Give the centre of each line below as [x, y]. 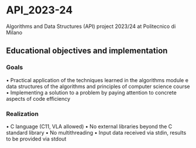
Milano [14, 32]
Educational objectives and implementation [87, 51]
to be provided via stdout [36, 139]
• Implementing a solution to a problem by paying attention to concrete [91, 92]
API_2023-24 [39, 10]
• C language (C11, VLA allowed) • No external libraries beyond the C [89, 126]
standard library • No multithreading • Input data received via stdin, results [96, 132]
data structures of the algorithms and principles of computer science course [98, 86]
